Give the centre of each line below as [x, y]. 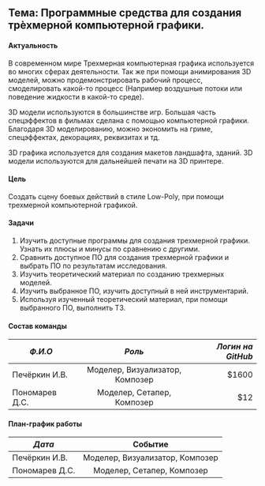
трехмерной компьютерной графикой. [73, 205]
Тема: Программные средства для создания [125, 13]
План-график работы [45, 424]
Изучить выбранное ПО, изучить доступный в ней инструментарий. [134, 291]
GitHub [239, 356]
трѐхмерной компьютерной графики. [106, 26]
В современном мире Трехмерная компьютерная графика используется [131, 63]
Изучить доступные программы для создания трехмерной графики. [135, 241]
